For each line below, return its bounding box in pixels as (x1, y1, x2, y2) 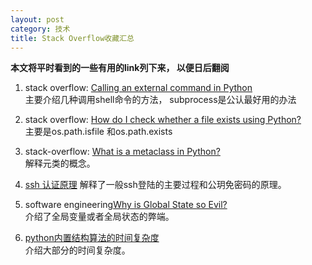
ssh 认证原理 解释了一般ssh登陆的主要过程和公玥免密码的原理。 (24, 179, 287, 191)
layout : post (10, 14, 65, 25)
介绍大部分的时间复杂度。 (24, 244, 131, 256)
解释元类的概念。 (24, 157, 96, 170)
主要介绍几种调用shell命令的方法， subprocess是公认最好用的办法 (24, 94, 297, 106)
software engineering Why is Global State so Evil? (24, 199, 228, 211)
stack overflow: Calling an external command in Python (24, 82, 253, 94)
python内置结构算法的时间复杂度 (24, 232, 160, 244)
